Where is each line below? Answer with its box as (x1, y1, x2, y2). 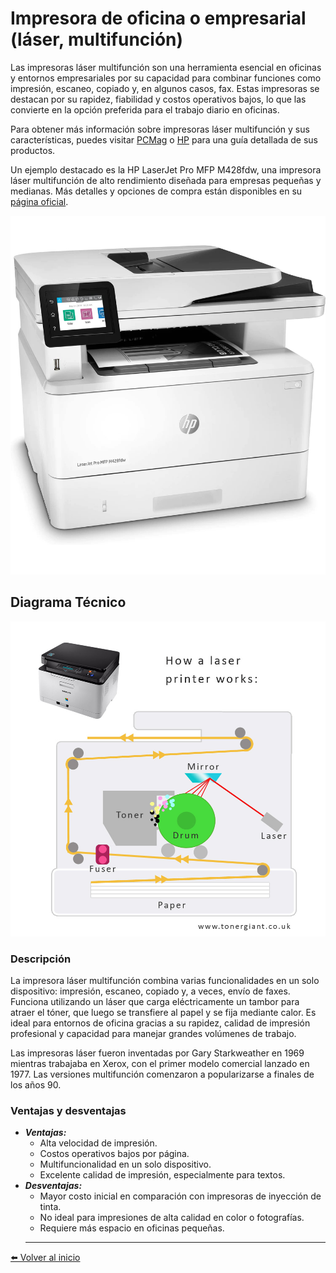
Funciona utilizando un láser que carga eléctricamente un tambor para (10, 996, 300, 1008)
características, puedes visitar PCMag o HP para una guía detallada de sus (10, 133, 318, 146)
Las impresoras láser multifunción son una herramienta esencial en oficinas (10, 61, 322, 73)
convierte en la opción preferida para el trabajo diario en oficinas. (10, 103, 280, 116)
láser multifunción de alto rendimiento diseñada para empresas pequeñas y (10, 174, 322, 186)
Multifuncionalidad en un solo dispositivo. (39, 1158, 212, 1171)
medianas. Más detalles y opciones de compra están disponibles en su (10, 185, 303, 197)
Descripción (10, 952, 72, 966)
